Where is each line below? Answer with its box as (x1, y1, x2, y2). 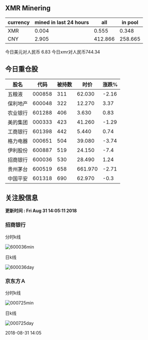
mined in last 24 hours (34, 18, 89, 25)
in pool (122, 18, 139, 25)
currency (7, 18, 30, 25)
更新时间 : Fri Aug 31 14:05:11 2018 (5, 207, 77, 214)
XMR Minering (5, 4, 51, 12)
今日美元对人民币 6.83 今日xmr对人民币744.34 (5, 48, 101, 54)
